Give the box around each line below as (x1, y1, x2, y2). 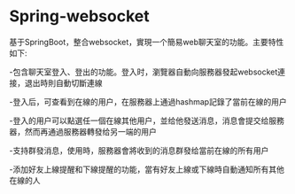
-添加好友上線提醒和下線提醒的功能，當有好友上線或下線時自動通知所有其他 (9, 164, 285, 175)
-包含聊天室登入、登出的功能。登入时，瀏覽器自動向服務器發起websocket (9, 66, 278, 77)
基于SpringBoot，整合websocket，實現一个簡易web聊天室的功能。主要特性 (9, 36, 284, 47)
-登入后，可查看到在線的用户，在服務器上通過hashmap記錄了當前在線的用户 (9, 96, 287, 107)
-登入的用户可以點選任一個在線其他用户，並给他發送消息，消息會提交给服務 (9, 115, 285, 126)
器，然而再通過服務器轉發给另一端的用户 (9, 126, 157, 136)
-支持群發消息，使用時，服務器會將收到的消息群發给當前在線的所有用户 (9, 144, 269, 156)
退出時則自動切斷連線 (24, 77, 103, 88)
